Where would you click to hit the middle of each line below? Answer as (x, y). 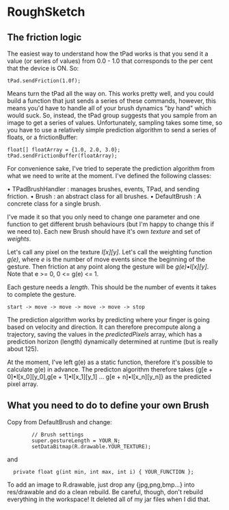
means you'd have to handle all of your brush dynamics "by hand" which (109, 108)
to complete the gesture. (42, 294)
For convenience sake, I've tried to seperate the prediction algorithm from (111, 168)
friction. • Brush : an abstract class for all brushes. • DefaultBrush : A (104, 196)
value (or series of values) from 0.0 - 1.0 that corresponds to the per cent (110, 61)
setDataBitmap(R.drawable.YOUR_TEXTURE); (92, 446)
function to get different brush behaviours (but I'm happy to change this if (111, 224)
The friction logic (44, 37)
